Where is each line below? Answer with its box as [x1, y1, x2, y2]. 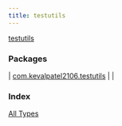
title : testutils [8, 11, 66, 20]
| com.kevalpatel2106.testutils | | [8, 71, 115, 80]
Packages [8, 53, 48, 64]
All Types [8, 109, 39, 119]
